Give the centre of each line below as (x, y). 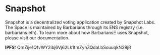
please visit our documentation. (37, 38)
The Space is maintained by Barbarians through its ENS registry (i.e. (75, 27)
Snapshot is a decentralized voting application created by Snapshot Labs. (80, 22)
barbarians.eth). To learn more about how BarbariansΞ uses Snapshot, (77, 32)
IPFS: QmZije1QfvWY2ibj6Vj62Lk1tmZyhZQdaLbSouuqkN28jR (68, 47)
